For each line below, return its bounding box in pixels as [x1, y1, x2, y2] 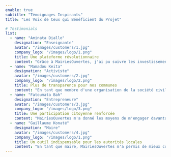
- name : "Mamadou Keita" [10, 64, 63, 69]
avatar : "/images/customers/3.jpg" [14, 102, 90, 107]
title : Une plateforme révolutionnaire [14, 54, 99, 59]
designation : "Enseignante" [14, 40, 74, 46]
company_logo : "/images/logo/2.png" [14, 78, 93, 83]
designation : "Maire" [14, 125, 60, 130]
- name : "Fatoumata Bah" [10, 92, 63, 97]
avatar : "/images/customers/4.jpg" [14, 130, 90, 135]
